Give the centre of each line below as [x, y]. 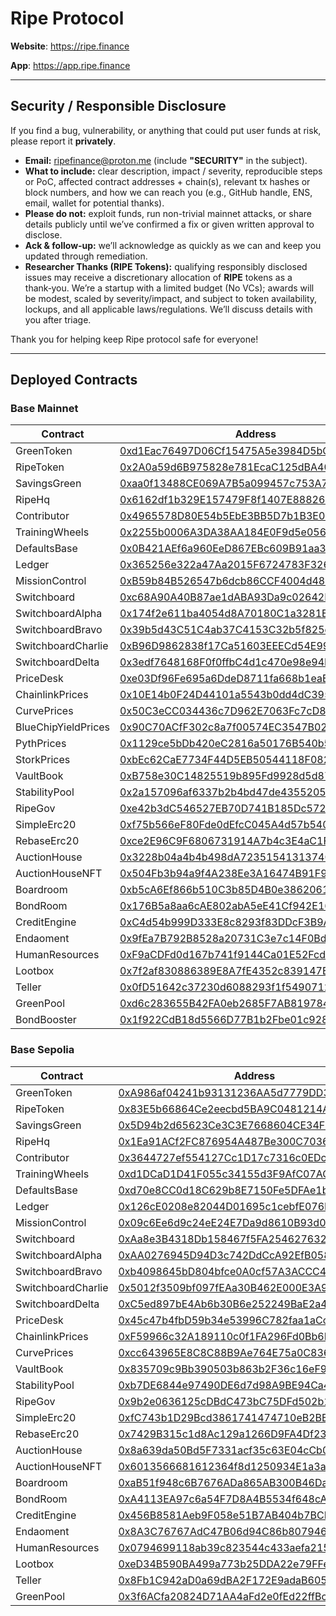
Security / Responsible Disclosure [118, 106]
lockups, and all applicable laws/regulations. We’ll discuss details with [168, 309]
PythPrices [41, 744]
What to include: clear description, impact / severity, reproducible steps [173, 171]
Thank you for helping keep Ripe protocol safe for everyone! [134, 339]
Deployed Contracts [74, 380]
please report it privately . [63, 141]
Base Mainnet [44, 409]
